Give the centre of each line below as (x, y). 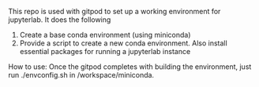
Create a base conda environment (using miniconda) (105, 35)
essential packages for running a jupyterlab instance (105, 51)
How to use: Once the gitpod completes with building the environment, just (130, 67)
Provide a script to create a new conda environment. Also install (123, 43)
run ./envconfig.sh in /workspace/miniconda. (81, 75)
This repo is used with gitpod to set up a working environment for (114, 11)
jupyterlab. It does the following (60, 20)
